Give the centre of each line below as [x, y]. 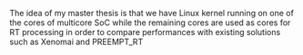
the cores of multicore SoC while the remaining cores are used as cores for [150, 23]
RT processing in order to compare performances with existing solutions [145, 32]
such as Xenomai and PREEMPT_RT [76, 41]
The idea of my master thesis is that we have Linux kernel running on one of [151, 13]
